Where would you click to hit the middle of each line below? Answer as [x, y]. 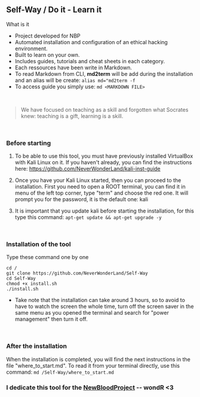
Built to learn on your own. [47, 55]
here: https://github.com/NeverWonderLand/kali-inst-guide [88, 169]
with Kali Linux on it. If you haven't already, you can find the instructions [103, 162]
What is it [18, 24]
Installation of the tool [39, 244]
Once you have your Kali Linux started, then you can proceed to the [98, 180]
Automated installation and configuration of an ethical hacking [91, 42]
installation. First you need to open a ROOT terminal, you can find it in [100, 187]
